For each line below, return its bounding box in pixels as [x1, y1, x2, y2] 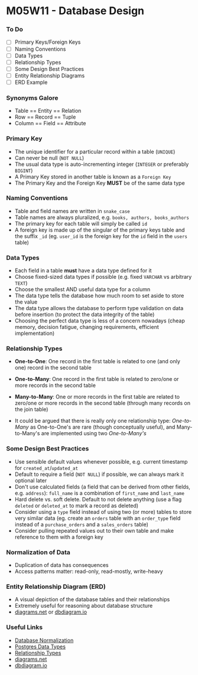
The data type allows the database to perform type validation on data [14, 305, 184, 312]
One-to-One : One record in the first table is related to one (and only [14, 358, 180, 365]
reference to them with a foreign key [14, 533, 103, 540]
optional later [14, 477, 47, 484]
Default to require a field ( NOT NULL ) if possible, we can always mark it [14, 471, 184, 478]
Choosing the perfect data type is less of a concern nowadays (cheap [14, 317, 185, 324]
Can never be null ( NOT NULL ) [14, 154, 85, 161]
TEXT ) [14, 279, 28, 287]
